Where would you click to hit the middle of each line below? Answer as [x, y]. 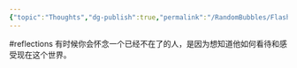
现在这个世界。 [44, 55]
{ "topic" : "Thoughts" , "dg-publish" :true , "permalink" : [108, 17]
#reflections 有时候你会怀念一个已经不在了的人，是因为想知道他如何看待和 [145, 43]
